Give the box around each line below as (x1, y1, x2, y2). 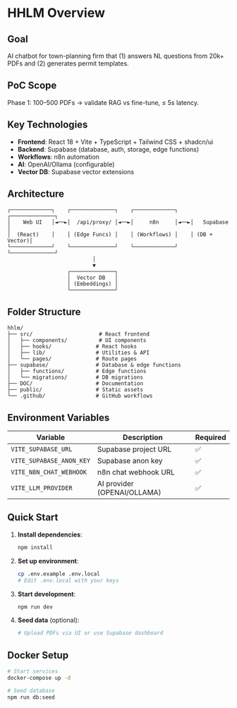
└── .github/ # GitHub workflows (7, 393, 153, 400)
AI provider (97, 479, 134, 489)
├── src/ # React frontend (7, 331, 150, 338)
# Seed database (7, 687, 55, 694)
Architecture (7, 188, 65, 200)
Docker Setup (7, 649, 69, 661)
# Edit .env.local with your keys (17, 577, 119, 584)
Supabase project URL (97, 444, 172, 454)
